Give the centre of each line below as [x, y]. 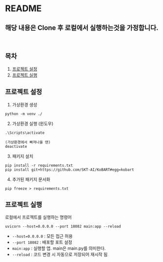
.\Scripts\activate [25, 133]
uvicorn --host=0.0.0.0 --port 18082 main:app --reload [63, 227]
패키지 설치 [23, 156]
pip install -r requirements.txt [39, 165]
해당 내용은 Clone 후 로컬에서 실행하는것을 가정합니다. [82, 28]
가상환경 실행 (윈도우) [33, 123]
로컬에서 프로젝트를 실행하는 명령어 [38, 217]
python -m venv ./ [24, 114]
